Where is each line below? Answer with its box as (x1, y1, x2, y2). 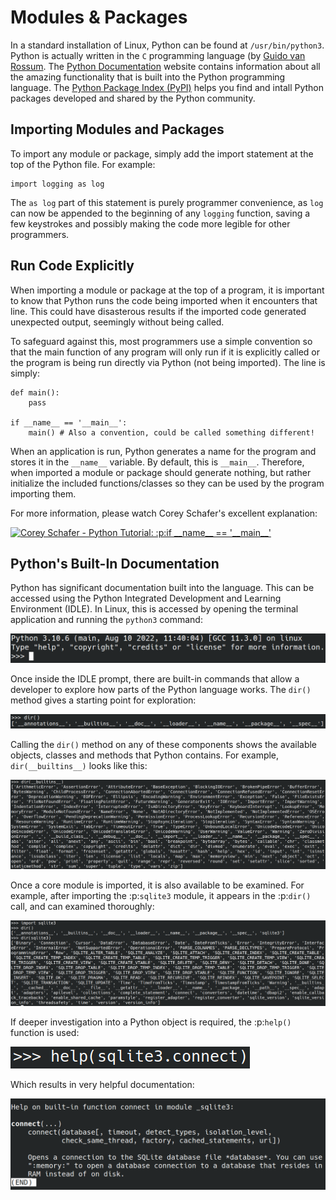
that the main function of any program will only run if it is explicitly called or (10, 346, 320, 358)
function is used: (10, 1026, 80, 1038)
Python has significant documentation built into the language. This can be (10, 582, 315, 594)
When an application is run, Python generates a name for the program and (10, 445, 317, 457)
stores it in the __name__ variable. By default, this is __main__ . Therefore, (10, 456, 305, 468)
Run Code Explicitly (10, 257, 135, 275)
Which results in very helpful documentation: (10, 1078, 195, 1090)
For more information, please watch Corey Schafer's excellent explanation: (10, 507, 318, 519)
